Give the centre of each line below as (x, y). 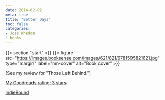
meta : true (17, 15)
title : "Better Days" (28, 19)
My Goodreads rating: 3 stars (36, 83)
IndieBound (17, 92)
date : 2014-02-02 (24, 10)
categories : (18, 29)
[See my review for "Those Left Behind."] (48, 73)
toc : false (17, 24)
